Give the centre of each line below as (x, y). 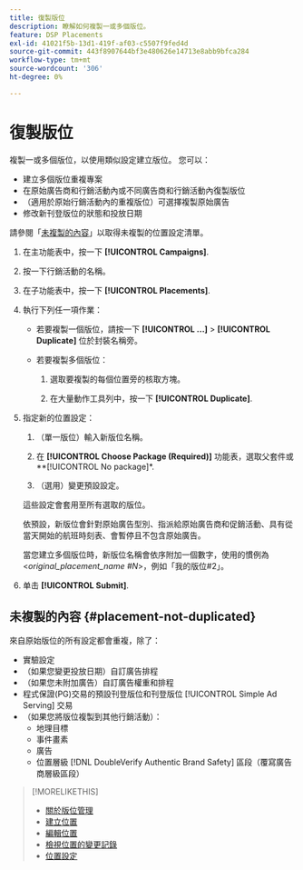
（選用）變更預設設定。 (80, 485)
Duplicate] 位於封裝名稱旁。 (89, 340)
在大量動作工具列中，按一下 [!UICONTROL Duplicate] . (151, 398)
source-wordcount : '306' (56, 69)
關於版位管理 (69, 810)
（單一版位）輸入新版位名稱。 (92, 436)
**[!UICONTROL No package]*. (95, 466)
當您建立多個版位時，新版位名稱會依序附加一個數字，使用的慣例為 (146, 555)
